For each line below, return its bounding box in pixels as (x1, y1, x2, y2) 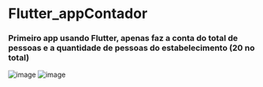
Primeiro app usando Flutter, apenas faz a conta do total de (8, 33, 239, 44)
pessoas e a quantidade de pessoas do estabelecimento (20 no (8, 42, 255, 53)
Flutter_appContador (8, 5, 148, 23)
